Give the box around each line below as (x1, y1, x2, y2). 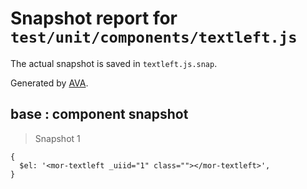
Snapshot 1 (34, 132, 81, 144)
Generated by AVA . (10, 77, 89, 89)
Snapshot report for (10, 7, 178, 30)
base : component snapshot (10, 106, 189, 123)
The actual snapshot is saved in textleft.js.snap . (10, 57, 218, 69)
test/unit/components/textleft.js (10, 28, 298, 47)
